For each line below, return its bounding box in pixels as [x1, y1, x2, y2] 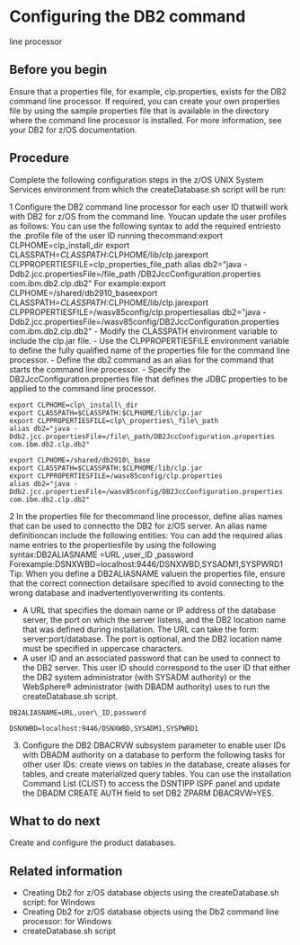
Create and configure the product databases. [9, 837, 177, 848]
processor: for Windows [22, 916, 112, 927]
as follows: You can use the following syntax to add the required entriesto [9, 220, 281, 231]
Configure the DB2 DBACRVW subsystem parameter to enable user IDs [22, 740, 286, 751]
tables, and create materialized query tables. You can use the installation [22, 768, 292, 779]
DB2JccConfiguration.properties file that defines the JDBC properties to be [9, 373, 288, 384]
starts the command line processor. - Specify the [9, 364, 191, 374]
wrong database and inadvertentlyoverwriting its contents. [9, 587, 226, 598]
